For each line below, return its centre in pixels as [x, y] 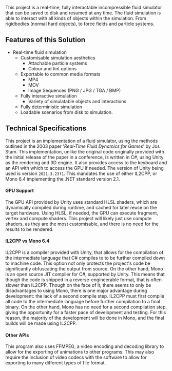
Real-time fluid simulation [40, 52]
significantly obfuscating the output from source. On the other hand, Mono [84, 269]
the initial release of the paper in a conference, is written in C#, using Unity [84, 157]
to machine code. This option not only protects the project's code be [78, 263]
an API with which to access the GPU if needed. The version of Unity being [85, 168]
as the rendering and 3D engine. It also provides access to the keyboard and [86, 162]
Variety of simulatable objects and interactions [77, 101]
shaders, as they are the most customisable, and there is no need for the [82, 224]
